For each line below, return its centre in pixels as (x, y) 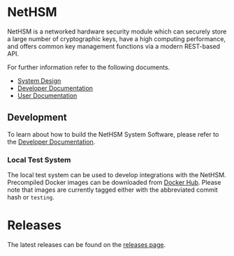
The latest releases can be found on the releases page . (87, 244)
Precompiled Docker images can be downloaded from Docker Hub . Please (114, 183)
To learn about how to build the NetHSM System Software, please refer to (113, 134)
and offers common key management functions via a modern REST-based (114, 46)
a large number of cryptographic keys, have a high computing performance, (116, 38)
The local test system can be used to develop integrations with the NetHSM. (117, 175)
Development (37, 118)
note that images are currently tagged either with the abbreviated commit (112, 190)
